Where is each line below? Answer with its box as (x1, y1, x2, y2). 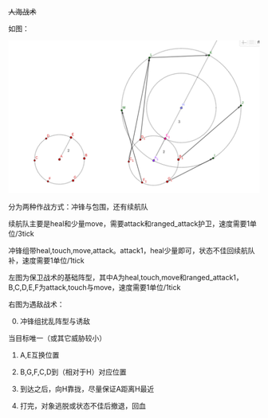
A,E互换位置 (19, 350, 60, 360)
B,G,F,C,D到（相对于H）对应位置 (19, 367, 127, 377)
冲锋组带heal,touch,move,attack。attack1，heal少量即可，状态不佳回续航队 (8, 246, 255, 256)
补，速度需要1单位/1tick (8, 256, 85, 265)
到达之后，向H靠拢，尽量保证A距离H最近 (19, 385, 155, 394)
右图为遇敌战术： (8, 299, 65, 309)
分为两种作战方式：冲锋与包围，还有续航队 (8, 202, 148, 212)
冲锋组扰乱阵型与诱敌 (19, 317, 90, 326)
